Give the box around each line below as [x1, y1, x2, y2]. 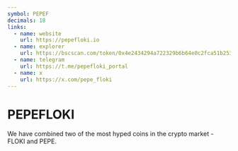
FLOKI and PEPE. [7, 137, 57, 145]
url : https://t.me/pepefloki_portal [20, 63, 129, 70]
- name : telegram [13, 56, 65, 64]
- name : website [13, 30, 62, 37]
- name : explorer [13, 43, 65, 50]
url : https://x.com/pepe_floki [20, 75, 113, 83]
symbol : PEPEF [7, 10, 50, 18]
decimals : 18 [7, 17, 46, 24]
